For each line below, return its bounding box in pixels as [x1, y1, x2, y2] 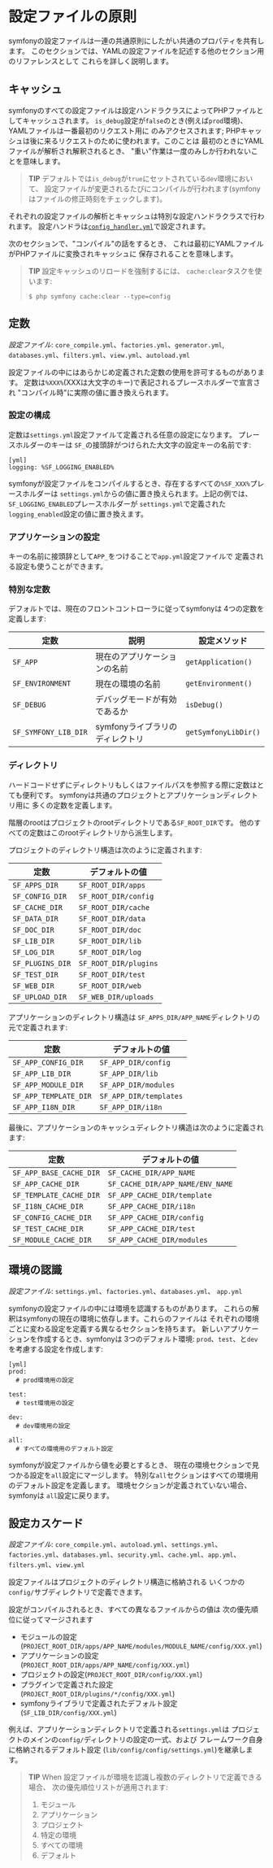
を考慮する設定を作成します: [8, 1343, 104, 1354]
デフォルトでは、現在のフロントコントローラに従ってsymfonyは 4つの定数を [8, 603, 264, 614]
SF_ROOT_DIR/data [78, 914, 146, 923]
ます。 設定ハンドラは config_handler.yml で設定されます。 [15, 221, 210, 231]
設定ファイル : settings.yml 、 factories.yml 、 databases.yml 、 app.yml [8, 1286, 243, 1295]
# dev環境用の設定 [15, 1422, 71, 1430]
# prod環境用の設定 [15, 1376, 75, 1384]
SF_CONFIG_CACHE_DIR [12, 1213, 92, 1222]
